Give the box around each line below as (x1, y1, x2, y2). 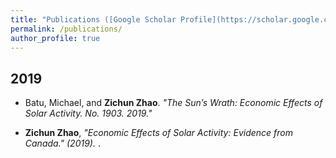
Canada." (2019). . (24, 137, 101, 150)
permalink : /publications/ (10, 24, 123, 34)
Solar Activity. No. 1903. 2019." (24, 107, 153, 120)
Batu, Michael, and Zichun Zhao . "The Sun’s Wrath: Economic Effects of (24, 97, 323, 109)
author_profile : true (10, 33, 101, 43)
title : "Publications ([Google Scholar (10, 14, 177, 25)
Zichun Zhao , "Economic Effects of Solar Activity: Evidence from (24, 127, 293, 139)
